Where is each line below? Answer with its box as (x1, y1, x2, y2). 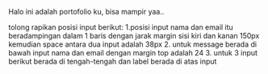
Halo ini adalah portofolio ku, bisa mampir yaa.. (8, 7, 165, 16)
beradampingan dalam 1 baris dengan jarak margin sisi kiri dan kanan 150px (8, 31, 260, 40)
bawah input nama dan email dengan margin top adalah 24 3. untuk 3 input (8, 48, 258, 57)
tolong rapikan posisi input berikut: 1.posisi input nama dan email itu (8, 23, 234, 31)
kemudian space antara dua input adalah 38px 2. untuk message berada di (8, 39, 257, 49)
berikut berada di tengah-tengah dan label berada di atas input (8, 56, 217, 66)
